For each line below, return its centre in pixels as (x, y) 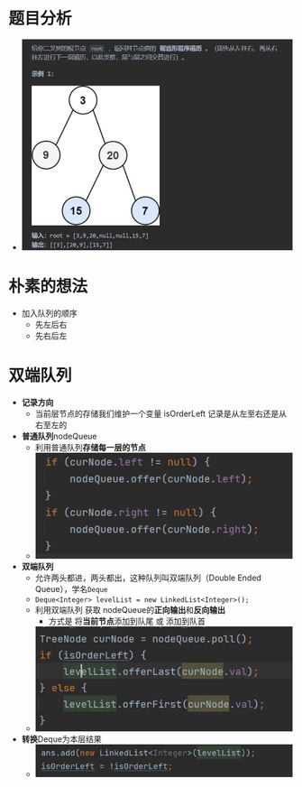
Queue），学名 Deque (71, 588)
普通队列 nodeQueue (59, 436)
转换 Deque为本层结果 (62, 739)
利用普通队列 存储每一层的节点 (90, 447)
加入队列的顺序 (49, 313)
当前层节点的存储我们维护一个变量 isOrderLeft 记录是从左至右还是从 (161, 413)
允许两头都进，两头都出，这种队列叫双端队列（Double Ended (148, 578)
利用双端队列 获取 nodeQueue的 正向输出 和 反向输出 (130, 609)
